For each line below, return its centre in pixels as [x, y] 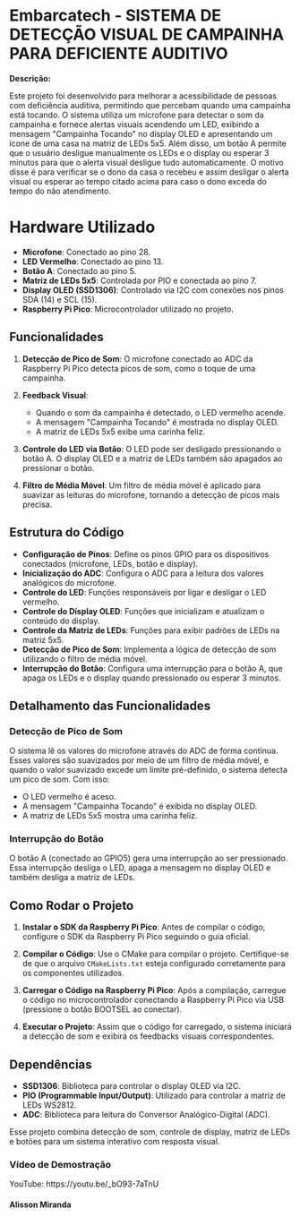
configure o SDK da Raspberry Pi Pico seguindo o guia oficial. [136, 937]
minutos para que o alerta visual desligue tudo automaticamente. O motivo [146, 162]
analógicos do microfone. [69, 582]
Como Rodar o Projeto [72, 905]
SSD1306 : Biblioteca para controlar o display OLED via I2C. [132, 1086]
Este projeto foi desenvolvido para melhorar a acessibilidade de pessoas [143, 96]
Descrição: [30, 78]
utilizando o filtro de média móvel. [85, 658]
